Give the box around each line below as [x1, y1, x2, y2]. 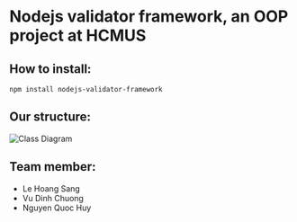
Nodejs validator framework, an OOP [9, 6, 289, 27]
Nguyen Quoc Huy [22, 202, 92, 213]
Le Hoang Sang [22, 182, 81, 194]
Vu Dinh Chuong [22, 192, 84, 203]
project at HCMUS [9, 25, 147, 46]
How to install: [9, 61, 92, 76]
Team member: [9, 159, 96, 174]
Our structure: [9, 110, 92, 125]
